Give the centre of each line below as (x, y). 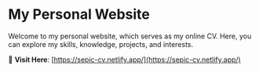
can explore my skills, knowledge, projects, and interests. (101, 44)
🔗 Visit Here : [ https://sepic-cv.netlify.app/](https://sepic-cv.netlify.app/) (124, 59)
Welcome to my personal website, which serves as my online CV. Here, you (130, 36)
